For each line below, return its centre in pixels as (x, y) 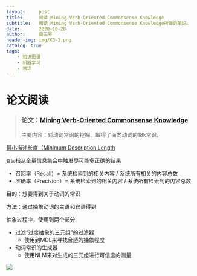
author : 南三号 (29, 34)
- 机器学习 (29, 62)
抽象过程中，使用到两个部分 (41, 219)
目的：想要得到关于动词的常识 (43, 194)
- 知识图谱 (29, 57)
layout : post (28, 12)
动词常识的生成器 (36, 247)
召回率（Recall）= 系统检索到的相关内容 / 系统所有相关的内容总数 (96, 173)
